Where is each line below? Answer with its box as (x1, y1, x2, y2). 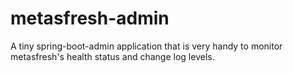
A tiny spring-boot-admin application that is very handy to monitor (10, 40, 283, 52)
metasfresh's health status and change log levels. (10, 50, 215, 62)
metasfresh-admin (10, 7, 170, 30)
